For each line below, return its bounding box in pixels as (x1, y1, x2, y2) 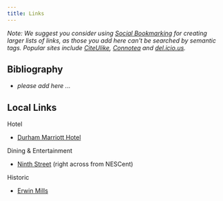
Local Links (7, 101, 57, 114)
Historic (7, 173, 30, 182)
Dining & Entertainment (7, 147, 73, 155)
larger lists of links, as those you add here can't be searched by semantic (7, 36, 217, 45)
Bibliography (7, 63, 63, 76)
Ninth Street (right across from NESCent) (17, 160, 134, 169)
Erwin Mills (17, 187, 48, 195)
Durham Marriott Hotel (17, 134, 81, 142)
